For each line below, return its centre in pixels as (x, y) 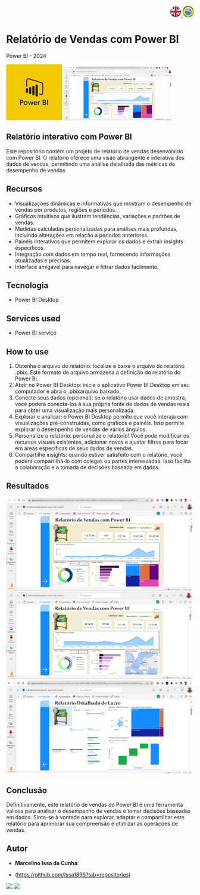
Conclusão (27, 790)
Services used (33, 318)
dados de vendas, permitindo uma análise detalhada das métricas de (91, 164)
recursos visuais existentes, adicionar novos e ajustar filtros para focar (101, 442)
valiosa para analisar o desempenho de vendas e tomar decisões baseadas (99, 811)
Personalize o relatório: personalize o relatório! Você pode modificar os (102, 436)
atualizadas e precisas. (43, 260)
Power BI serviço (35, 333)
